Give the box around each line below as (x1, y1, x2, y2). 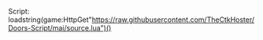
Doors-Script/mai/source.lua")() (8, 24, 112, 32)
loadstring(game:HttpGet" (8, 15, 92, 24)
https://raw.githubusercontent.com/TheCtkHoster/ (91, 15, 255, 24)
